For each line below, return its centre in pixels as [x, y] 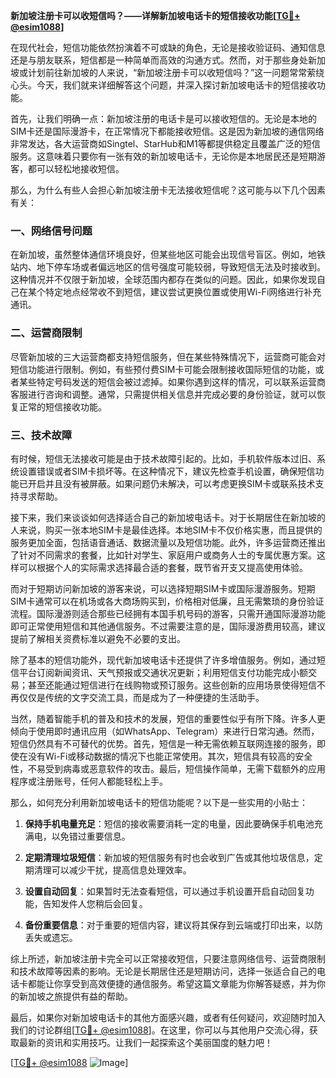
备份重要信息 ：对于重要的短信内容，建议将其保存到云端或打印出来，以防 [173, 925]
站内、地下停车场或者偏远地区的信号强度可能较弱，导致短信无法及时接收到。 [168, 267]
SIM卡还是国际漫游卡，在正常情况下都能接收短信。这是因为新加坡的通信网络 [167, 131]
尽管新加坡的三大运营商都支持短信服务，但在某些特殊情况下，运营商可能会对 [168, 356]
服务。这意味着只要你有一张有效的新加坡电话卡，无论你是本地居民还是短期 [163, 156]
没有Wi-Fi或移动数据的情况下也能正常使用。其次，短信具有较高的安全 [170, 756]
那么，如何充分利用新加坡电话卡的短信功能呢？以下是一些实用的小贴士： [159, 802]
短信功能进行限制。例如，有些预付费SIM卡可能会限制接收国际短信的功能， [163, 369]
